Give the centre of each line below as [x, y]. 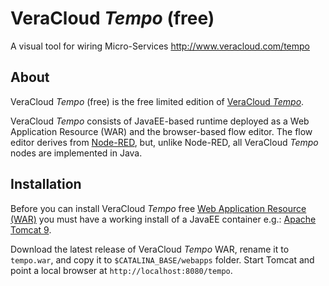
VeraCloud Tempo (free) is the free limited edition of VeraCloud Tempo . [157, 101]
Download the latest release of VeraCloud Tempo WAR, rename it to [150, 249]
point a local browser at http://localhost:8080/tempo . [121, 270]
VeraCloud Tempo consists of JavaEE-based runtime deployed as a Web [160, 121]
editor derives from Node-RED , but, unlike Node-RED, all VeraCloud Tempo [164, 142]
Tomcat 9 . [31, 229]
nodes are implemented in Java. [76, 153]
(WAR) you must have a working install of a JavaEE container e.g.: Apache [163, 219]
